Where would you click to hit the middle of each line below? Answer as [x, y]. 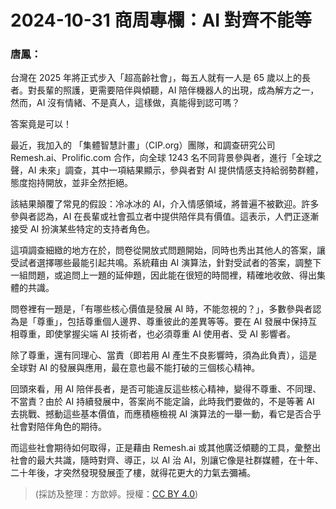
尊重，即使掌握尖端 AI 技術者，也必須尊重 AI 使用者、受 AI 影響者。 [157, 334]
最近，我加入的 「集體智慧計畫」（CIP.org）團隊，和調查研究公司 [143, 145]
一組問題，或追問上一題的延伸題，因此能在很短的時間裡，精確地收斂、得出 [163, 275]
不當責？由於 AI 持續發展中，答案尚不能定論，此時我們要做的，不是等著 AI [162, 402]
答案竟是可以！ [41, 124]
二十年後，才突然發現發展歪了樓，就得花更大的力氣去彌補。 [133, 473]
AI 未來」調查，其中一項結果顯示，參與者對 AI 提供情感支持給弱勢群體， [175, 170]
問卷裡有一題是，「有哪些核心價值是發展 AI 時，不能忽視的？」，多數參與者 [161, 309]
